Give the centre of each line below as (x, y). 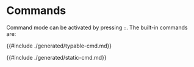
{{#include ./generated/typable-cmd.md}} (59, 46)
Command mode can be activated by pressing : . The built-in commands (97, 27)
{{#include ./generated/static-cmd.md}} (56, 57)
